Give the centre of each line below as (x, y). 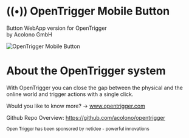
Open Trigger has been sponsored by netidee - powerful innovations (78, 129)
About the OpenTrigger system (86, 71)
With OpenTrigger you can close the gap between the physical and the (95, 88)
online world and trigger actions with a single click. (70, 94)
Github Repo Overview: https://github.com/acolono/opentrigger (86, 117)
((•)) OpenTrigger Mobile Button (88, 11)
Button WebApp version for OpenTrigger (57, 28)
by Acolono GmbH (29, 34)
